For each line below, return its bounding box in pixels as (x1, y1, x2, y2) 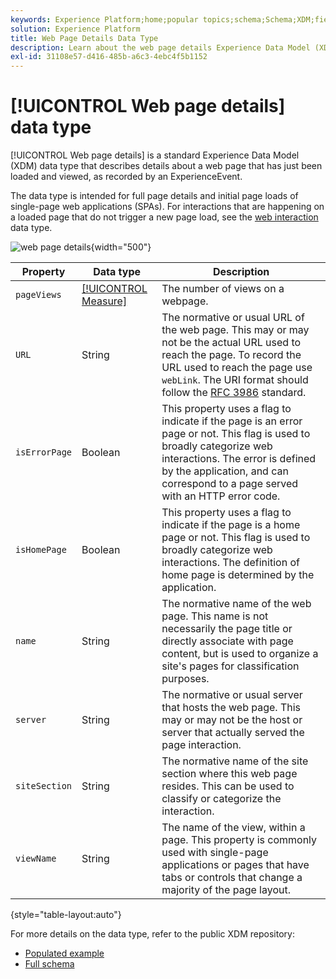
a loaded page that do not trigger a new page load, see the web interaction (10, 211, 319, 223)
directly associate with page (161, 634, 294, 648)
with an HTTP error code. (161, 489, 281, 503)
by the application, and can (161, 464, 289, 478)
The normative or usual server (161, 688, 303, 702)
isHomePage (15, 544, 67, 556)
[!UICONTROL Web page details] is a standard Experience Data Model (10, 149, 300, 161)
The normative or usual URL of (161, 311, 305, 325)
